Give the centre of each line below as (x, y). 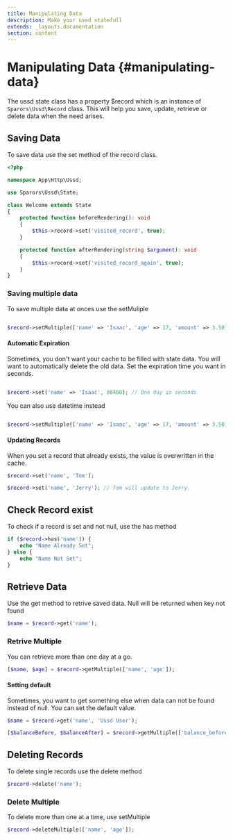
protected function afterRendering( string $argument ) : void (108, 250)
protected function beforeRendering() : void (85, 218)
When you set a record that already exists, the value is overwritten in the (111, 455)
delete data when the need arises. (56, 116)
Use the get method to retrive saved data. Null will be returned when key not (116, 603)
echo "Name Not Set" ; (51, 559)
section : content (32, 33)
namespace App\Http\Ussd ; (44, 180)
